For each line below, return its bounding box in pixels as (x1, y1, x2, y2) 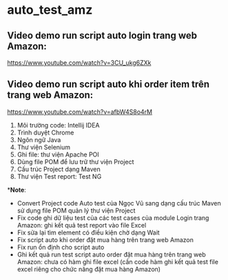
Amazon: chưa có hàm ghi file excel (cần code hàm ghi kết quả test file (17, 257, 219, 266)
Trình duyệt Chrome (17, 128, 74, 137)
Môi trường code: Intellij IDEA (17, 121, 100, 129)
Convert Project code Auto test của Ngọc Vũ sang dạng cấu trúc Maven (17, 199, 222, 207)
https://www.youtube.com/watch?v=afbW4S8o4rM (7, 108, 153, 116)
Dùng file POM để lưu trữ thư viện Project (17, 157, 134, 166)
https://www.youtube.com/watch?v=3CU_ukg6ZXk (7, 59, 152, 67)
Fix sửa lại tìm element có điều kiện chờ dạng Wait (17, 228, 160, 237)
